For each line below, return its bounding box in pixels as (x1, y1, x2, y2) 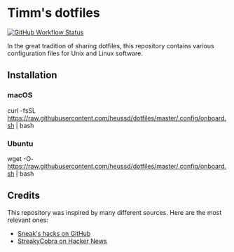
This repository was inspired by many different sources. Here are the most (7, 208, 222, 216)
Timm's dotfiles (7, 5, 100, 21)
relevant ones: (7, 216, 49, 224)
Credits (7, 190, 41, 202)
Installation (7, 69, 57, 81)
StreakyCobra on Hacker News (17, 237, 107, 245)
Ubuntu (7, 139, 34, 148)
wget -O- (7, 154, 34, 162)
